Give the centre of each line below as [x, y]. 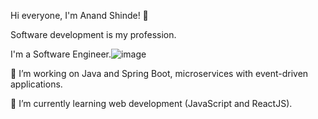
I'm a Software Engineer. [61, 54]
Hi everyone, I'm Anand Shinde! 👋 [79, 15]
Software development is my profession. [93, 34]
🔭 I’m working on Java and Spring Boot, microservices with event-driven [159, 73]
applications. [36, 84]
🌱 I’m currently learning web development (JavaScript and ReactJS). [151, 103]
